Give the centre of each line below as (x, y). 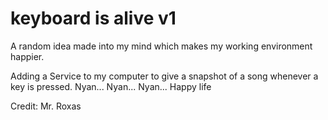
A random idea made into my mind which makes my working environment (161, 46)
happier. (27, 56)
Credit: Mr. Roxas (46, 106)
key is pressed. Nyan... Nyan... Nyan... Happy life (111, 86)
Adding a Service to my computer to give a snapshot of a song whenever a (164, 76)
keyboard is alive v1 (93, 18)
